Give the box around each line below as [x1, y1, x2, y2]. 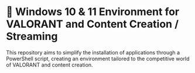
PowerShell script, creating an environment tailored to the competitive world [6, 55, 190, 62]
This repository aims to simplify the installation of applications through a [6, 49, 180, 56]
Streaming [6, 30, 58, 43]
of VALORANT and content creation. [6, 61, 93, 68]
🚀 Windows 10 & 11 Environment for [6, 5, 180, 19]
